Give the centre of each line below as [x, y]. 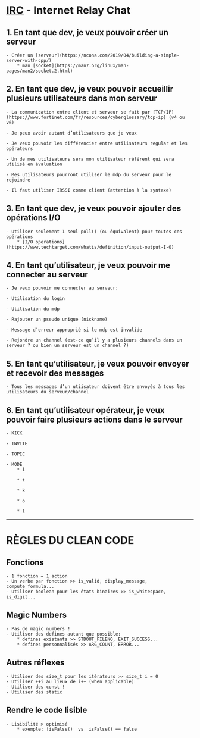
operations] [50, 242]
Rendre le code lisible [47, 710]
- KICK [14, 433]
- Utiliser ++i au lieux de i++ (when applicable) [70, 681]
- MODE [14, 465]
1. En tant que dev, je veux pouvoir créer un [87, 32]
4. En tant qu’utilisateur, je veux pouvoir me [88, 265]
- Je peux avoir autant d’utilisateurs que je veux [71, 133]
